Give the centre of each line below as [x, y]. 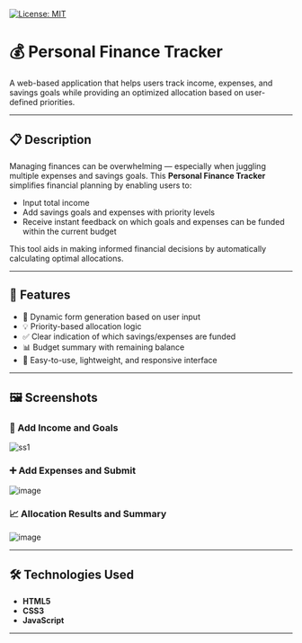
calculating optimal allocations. [67, 258]
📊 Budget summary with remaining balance [103, 347]
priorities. [58, 102]
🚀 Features [40, 295]
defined [24, 102]
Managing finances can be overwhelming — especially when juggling [138, 165]
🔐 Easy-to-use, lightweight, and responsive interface [120, 360]
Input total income [56, 202]
